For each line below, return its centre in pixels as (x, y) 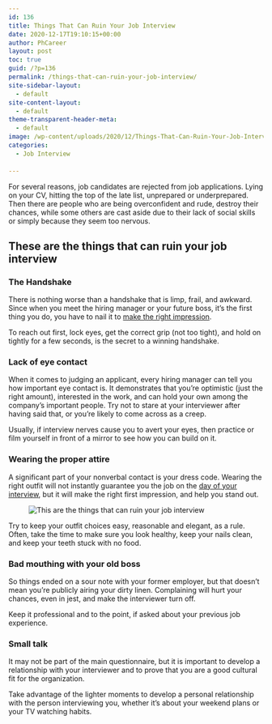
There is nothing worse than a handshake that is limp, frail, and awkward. (130, 300)
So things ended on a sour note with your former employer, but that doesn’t (134, 581)
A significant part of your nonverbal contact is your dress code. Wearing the (135, 477)
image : (19, 137)
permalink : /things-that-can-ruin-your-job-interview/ (103, 77)
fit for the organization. (47, 679)
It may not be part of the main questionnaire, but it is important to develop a (134, 662)
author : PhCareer (38, 43)
